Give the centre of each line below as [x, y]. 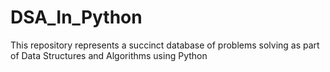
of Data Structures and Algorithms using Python [109, 55]
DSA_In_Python [76, 17]
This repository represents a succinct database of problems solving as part [165, 45]
